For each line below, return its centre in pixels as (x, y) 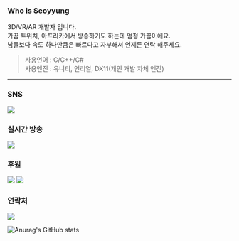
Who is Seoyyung (38, 11)
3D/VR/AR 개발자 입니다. (42, 27)
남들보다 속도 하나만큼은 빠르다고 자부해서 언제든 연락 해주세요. (95, 45)
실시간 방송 (25, 129)
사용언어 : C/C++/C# (54, 60)
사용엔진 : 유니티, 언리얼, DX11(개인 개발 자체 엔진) (95, 69)
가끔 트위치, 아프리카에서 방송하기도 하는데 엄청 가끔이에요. (89, 36)
